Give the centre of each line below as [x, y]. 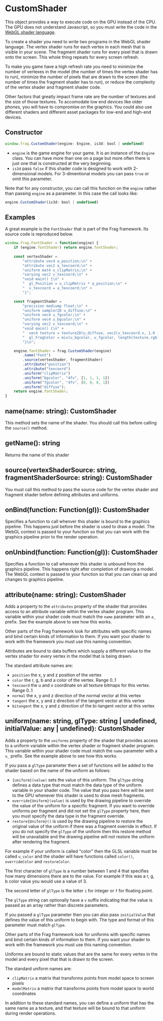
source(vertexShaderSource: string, [61, 470]
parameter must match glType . [36, 925]
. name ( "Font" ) [37, 355]
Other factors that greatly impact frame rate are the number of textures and [80, 96]
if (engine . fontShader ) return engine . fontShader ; [66, 248]
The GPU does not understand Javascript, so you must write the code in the [81, 27]
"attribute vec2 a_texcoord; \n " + [57, 266]
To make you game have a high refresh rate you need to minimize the [74, 67]
